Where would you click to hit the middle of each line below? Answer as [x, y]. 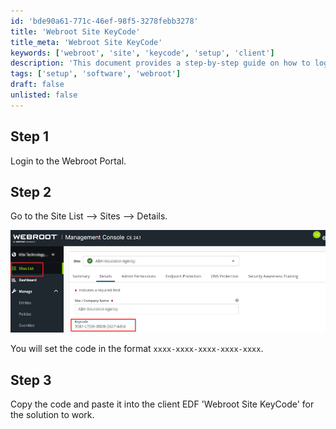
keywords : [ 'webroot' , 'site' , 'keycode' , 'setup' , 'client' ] [142, 53]
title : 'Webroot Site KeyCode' [75, 31]
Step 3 [31, 380]
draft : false [37, 85]
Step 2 [31, 191]
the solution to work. [52, 414]
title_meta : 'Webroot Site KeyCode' [86, 42]
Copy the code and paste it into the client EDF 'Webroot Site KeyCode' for [162, 404]
